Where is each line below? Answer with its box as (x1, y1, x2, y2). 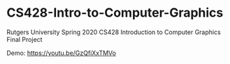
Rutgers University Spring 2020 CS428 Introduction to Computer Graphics (6, 28, 221, 36)
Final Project (6, 35, 43, 43)
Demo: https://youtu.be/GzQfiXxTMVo (6, 49, 117, 57)
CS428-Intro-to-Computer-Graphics (6, 5, 224, 21)
